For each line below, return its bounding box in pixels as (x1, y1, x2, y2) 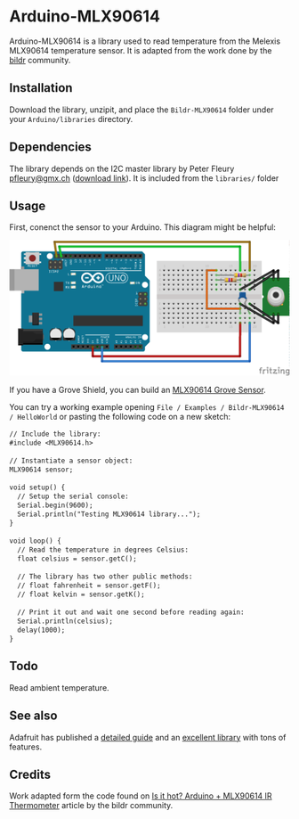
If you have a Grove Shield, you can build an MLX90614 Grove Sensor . (9, 385, 267, 395)
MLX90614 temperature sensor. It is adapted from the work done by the (9, 45, 272, 55)
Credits (9, 767, 52, 782)
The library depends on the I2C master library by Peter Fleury (9, 163, 235, 174)
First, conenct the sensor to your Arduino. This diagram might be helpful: (9, 222, 276, 233)
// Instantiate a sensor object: (9, 456, 133, 465)
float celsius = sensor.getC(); (17, 554, 138, 563)
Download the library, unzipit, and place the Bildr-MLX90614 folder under (9, 104, 274, 115)
